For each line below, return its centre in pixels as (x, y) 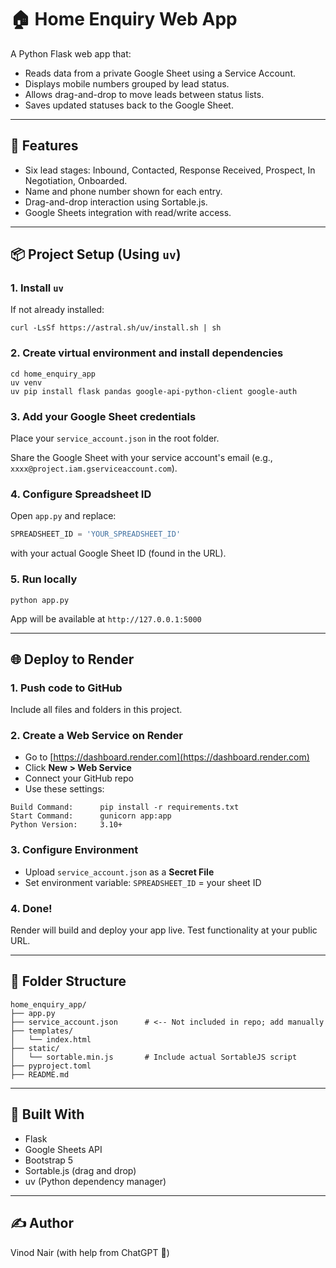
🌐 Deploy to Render (72, 659)
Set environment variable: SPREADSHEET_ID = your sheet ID (143, 882)
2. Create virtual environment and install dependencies (147, 353)
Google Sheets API (63, 1149)
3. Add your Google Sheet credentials (103, 416)
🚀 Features (44, 146)
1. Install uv (37, 288)
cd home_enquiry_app (53, 374)
